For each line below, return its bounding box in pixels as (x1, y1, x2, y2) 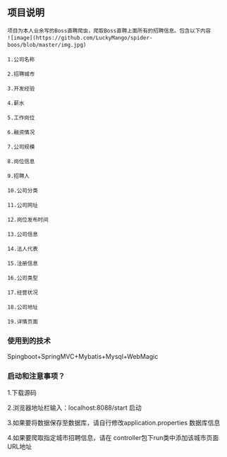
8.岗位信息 (7, 158, 35, 165)
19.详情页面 (7, 318, 39, 325)
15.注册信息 (7, 260, 39, 267)
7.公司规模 (7, 143, 35, 150)
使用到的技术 (7, 336, 51, 345)
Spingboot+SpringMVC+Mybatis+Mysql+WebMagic (7, 352, 159, 361)
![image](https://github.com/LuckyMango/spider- (7, 34, 153, 41)
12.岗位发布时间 (7, 216, 49, 223)
